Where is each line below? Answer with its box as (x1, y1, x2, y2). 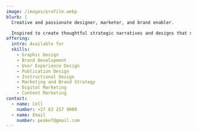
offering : (6, 36, 30, 42)
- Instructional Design (16, 74, 75, 80)
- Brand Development (16, 57, 67, 63)
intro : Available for (11, 41, 64, 47)
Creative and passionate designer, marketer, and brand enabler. (11, 19, 175, 25)
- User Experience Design (16, 63, 80, 69)
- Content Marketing (16, 90, 67, 96)
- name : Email (11, 112, 46, 118)
